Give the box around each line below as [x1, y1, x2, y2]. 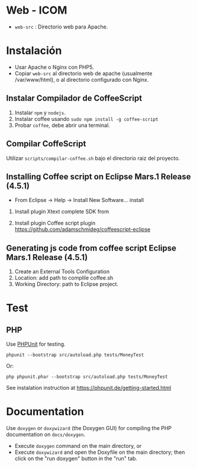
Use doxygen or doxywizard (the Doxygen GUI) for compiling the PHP [6, 425, 172, 432]
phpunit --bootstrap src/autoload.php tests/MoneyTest [6, 352, 144, 358]
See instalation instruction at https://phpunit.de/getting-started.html [6, 384, 172, 392]
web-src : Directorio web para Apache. [14, 23, 108, 30]
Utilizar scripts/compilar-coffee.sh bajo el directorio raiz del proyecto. [6, 155, 180, 162]
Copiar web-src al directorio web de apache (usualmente [14, 69, 153, 77]
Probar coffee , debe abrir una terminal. [14, 121, 111, 129]
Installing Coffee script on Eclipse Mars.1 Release [6, 171, 191, 181]
